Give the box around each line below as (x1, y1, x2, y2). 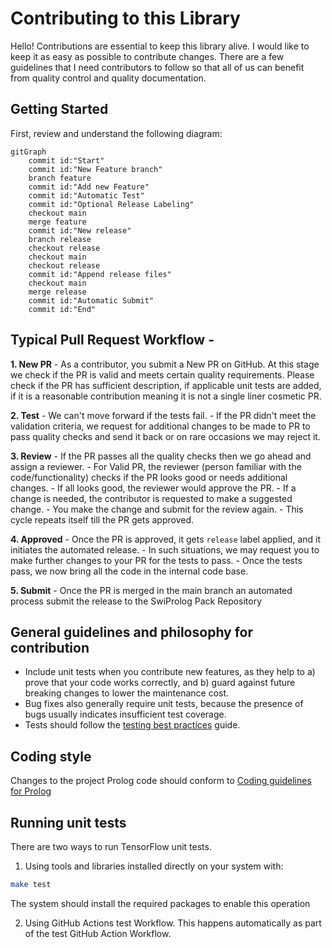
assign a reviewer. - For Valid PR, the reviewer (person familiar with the (10, 460, 302, 472)
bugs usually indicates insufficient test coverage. (24, 708, 227, 721)
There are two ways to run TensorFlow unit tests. (10, 841, 212, 852)
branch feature (28, 173, 92, 183)
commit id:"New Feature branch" (28, 164, 163, 174)
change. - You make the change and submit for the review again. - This (10, 503, 304, 515)
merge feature (28, 217, 87, 227)
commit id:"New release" (28, 225, 132, 236)
